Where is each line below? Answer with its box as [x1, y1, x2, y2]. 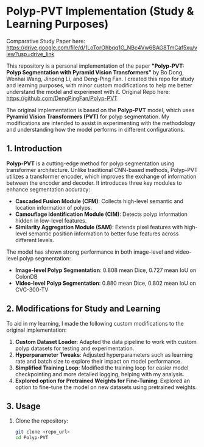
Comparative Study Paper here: [6, 37, 85, 45]
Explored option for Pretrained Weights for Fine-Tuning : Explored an [15, 377, 191, 384]
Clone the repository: [15, 417, 69, 424]
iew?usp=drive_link [6, 50, 55, 57]
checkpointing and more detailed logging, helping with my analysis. [15, 370, 185, 377]
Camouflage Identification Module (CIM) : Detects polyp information [15, 210, 188, 218]
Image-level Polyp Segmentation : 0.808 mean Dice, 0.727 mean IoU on [15, 266, 197, 274]
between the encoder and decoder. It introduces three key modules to [6, 179, 182, 187]
